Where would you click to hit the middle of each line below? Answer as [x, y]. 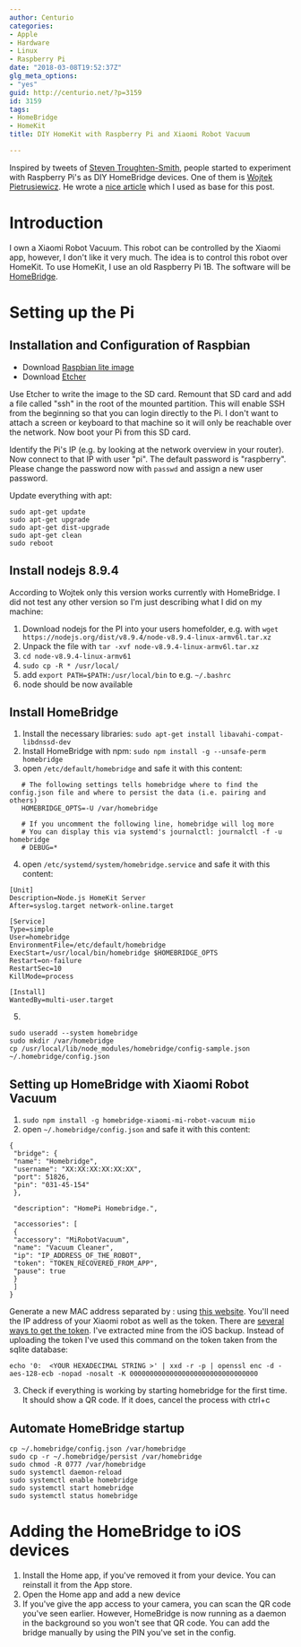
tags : [19, 109]
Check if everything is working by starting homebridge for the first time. [155, 1391]
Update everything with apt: [60, 495]
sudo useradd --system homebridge [74, 1033]
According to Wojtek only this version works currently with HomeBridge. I [145, 592]
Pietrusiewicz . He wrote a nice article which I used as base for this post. [142, 186]
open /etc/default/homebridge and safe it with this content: [132, 768]
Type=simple [31, 930]
